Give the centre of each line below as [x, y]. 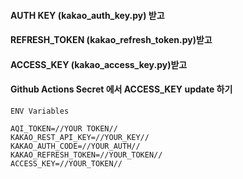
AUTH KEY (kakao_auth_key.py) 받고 [87, 15]
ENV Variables [40, 111]
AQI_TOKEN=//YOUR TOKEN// [64, 128]
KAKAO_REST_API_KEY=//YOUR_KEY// [80, 137]
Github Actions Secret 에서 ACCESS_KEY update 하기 [121, 89]
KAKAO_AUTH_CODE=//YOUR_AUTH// [75, 146]
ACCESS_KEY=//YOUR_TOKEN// [66, 163]
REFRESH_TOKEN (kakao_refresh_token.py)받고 [111, 40]
